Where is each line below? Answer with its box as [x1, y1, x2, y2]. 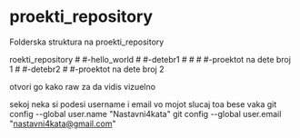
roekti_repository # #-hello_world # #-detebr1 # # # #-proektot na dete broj [9, 54, 291, 64]
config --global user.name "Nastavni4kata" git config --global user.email [9, 108, 282, 119]
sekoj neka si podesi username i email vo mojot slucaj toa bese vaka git [9, 98, 277, 110]
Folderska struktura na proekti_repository [9, 36, 165, 47]
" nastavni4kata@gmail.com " [9, 118, 116, 129]
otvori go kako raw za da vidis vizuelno [9, 81, 156, 92]
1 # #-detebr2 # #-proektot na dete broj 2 [9, 64, 165, 74]
